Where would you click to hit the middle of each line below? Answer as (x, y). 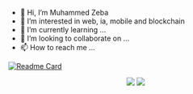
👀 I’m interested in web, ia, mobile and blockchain (103, 21)
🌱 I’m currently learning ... (63, 30)
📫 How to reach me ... (57, 47)
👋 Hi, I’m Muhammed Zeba (64, 13)
